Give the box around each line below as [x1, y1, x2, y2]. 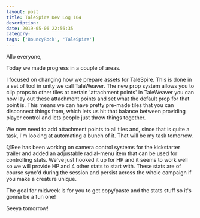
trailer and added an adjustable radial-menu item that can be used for [6, 150, 178, 157]
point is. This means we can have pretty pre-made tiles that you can [6, 102, 174, 108]
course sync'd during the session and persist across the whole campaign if [6, 169, 192, 176]
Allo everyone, [6, 53, 42, 60]
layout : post [6, 8, 39, 15]
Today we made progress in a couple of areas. [6, 65, 121, 72]
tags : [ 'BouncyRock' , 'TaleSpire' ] [6, 36, 95, 42]
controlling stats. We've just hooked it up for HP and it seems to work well [6, 156, 188, 163]
